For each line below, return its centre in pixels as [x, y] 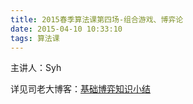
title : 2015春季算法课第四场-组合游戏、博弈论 [97, 19]
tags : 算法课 [35, 38]
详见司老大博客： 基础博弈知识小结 [80, 89]
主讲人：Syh [36, 68]
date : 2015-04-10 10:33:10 [66, 29]
